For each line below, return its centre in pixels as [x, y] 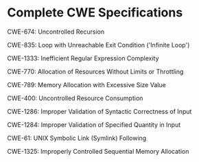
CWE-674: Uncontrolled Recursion [56, 32]
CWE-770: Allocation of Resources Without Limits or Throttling [95, 71]
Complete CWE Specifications [95, 13]
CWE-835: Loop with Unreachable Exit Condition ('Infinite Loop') [98, 45]
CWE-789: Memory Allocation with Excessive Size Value [86, 84]
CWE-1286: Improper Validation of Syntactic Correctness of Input [99, 111]
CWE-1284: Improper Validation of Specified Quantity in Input [94, 124]
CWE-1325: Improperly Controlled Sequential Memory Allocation [98, 151]
